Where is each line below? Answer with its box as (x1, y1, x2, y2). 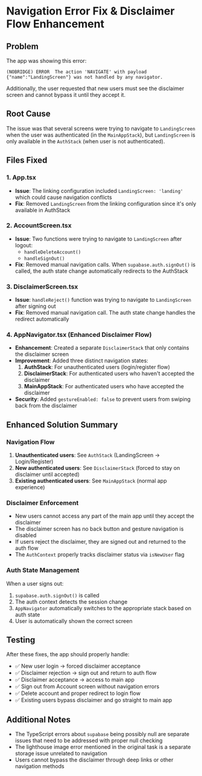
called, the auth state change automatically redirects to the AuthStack (14, 267, 189, 275)
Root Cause (6, 109, 51, 119)
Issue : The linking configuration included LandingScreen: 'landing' (14, 187, 183, 194)
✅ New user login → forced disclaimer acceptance (14, 662, 140, 670)
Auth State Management (6, 566, 80, 575)
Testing (6, 635, 36, 645)
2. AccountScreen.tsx (6, 221, 72, 230)
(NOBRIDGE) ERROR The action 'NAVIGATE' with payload (6, 69, 147, 75)
